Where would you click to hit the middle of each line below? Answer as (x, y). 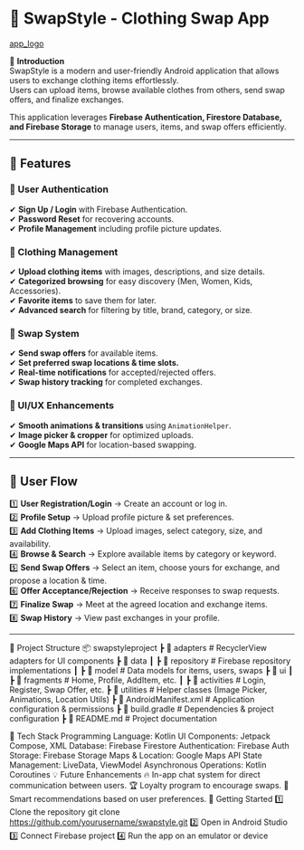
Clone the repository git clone (65, 812)
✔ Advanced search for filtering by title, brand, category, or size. (131, 310)
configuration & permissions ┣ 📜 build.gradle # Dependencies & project (142, 709)
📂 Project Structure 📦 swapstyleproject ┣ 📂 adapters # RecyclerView (138, 648)
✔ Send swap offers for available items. (84, 353)
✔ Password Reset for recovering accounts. (92, 219)
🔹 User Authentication (59, 189)
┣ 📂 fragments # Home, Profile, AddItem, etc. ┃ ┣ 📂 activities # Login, (138, 680)
